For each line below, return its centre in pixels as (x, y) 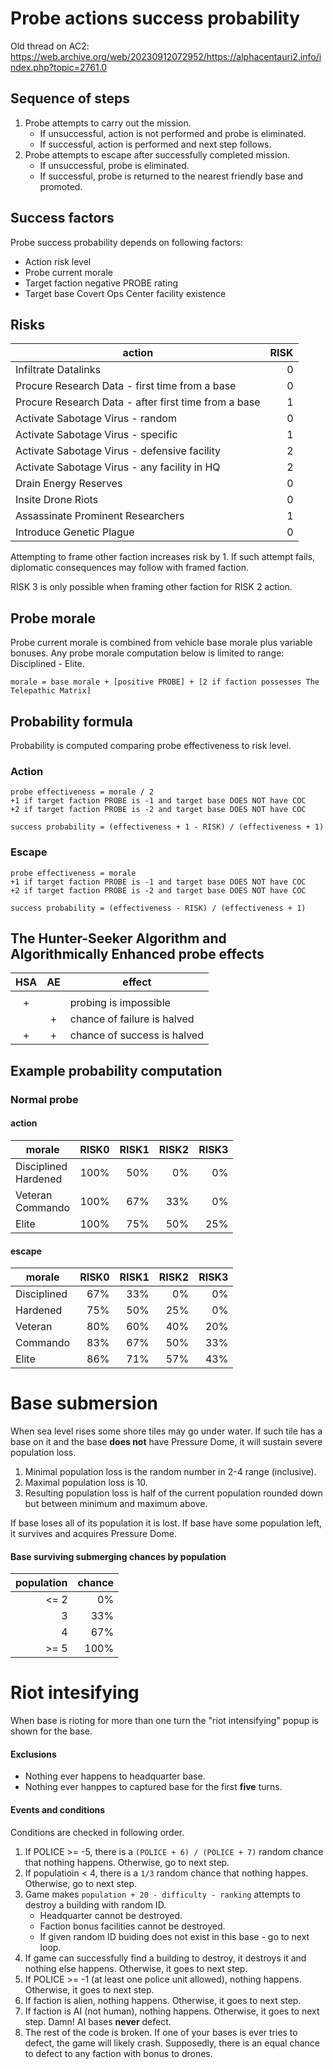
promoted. (61, 186)
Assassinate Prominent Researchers (100, 516)
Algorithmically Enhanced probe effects (137, 953)
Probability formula (71, 721)
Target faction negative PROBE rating (101, 283)
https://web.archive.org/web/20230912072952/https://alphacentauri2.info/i (166, 56)
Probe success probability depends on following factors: (126, 242)
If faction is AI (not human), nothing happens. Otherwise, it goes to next (172, 2011)
